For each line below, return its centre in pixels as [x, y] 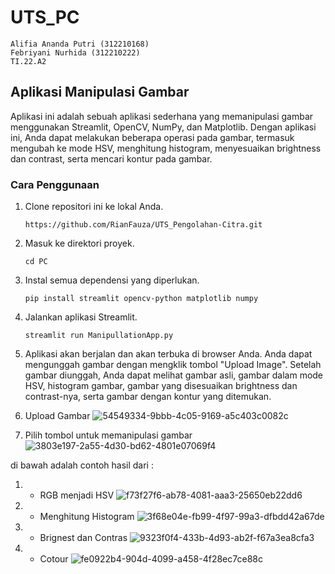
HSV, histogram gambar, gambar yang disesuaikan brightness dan [161, 386]
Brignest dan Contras [83, 538]
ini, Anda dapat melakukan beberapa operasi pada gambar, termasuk [152, 137]
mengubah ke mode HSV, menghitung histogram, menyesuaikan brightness [166, 148]
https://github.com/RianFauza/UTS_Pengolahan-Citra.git [143, 225]
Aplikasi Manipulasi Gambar [100, 92]
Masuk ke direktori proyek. [79, 243]
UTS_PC [45, 17]
